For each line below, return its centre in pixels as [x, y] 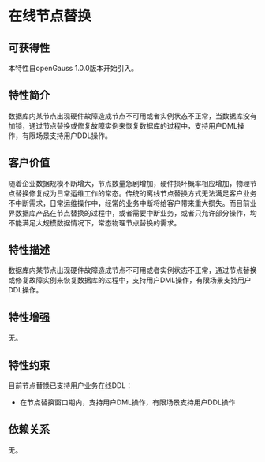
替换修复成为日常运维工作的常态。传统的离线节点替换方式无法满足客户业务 [136, 193]
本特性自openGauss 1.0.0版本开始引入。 [73, 68]
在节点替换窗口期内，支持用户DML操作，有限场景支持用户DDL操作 [127, 402]
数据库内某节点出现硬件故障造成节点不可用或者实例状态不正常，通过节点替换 [132, 270]
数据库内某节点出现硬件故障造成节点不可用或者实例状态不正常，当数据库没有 [132, 116]
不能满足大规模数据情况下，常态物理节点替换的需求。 [95, 222]
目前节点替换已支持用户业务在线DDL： [71, 386]
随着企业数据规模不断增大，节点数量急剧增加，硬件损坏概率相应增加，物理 [129, 183]
